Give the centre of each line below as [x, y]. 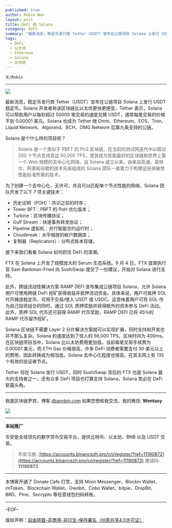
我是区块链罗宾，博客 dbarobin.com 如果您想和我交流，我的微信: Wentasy [84, 401]
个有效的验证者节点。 [28, 362]
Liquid [12, 127]
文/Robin [14, 77]
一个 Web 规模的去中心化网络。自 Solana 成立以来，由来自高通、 [86, 162]
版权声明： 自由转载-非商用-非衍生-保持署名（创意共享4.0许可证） [75, 520]
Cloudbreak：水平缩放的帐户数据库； [52, 235]
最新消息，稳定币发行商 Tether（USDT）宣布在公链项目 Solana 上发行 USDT [86, 102]
